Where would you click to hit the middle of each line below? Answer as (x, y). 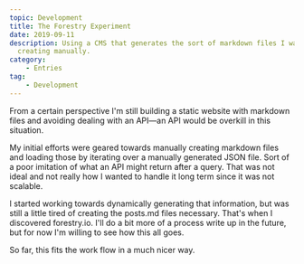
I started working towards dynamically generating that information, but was (149, 203)
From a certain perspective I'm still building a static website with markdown (150, 110)
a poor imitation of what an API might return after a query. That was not (142, 166)
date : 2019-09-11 (42, 34)
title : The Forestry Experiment (70, 26)
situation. (27, 130)
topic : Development (46, 18)
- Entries (44, 69)
